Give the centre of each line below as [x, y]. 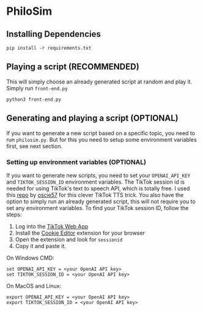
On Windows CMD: [30, 258]
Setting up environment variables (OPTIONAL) [76, 162]
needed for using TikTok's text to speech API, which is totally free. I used [98, 188]
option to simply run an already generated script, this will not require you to [101, 201]
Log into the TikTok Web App [52, 226]
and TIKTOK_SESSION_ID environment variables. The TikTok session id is [96, 182]
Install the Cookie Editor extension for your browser [80, 233]
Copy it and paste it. [40, 246]
